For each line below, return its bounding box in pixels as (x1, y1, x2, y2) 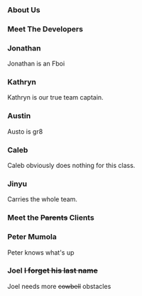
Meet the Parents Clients (7, 213, 94, 223)
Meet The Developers (7, 23, 84, 33)
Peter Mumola (7, 232, 57, 242)
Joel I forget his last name (7, 265, 98, 275)
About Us (7, 5, 40, 15)
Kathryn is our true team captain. (7, 93, 104, 102)
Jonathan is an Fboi (7, 59, 65, 68)
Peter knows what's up (7, 248, 75, 257)
